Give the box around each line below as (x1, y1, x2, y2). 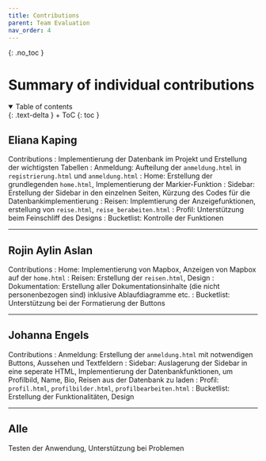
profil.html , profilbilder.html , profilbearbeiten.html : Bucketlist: (8, 383, 230, 393)
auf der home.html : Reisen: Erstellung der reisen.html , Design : (8, 272, 215, 282)
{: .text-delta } (8, 110, 54, 120)
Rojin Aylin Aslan (8, 243, 93, 257)
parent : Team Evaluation (8, 19, 90, 27)
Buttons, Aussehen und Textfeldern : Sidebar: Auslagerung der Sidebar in (8, 358, 248, 368)
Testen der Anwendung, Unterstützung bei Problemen (8, 443, 184, 452)
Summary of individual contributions (8, 76, 255, 93)
